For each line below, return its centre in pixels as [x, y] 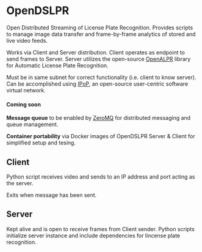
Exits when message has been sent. [52, 195]
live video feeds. [27, 40]
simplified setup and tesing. [41, 143]
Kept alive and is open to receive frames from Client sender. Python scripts [101, 229]
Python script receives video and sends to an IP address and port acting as [101, 176]
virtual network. [26, 90]
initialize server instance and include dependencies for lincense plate [93, 235]
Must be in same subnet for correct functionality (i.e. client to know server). [101, 77]
